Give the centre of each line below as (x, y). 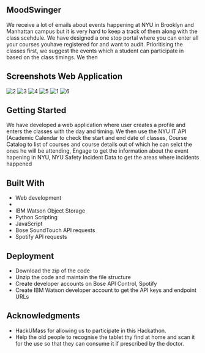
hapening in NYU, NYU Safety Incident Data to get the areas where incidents (103, 158)
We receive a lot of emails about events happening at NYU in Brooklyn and (100, 24)
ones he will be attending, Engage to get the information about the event (97, 151)
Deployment (30, 256)
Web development (38, 198)
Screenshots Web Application (65, 77)
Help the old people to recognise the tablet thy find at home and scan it (105, 337)
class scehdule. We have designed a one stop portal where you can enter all (102, 38)
